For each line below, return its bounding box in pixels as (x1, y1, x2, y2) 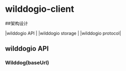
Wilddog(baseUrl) (5, 59, 49, 66)
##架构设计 (5, 20, 28, 26)
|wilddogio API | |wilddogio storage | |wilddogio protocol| (5, 30, 122, 36)
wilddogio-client (5, 3, 75, 15)
